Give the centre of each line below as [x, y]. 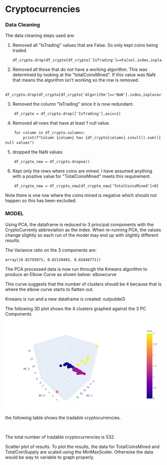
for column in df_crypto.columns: [50, 133]
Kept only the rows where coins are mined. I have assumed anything [82, 171]
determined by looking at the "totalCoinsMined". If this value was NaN [84, 75]
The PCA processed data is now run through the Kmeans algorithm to [76, 269]
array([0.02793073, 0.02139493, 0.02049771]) [53, 260]
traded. [20, 50]
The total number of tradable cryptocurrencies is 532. [60, 437]
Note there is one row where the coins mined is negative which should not [81, 195]
